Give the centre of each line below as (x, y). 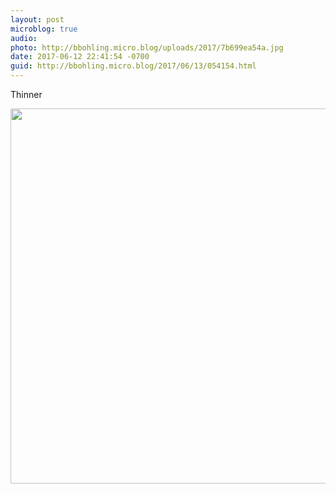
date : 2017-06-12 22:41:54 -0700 (80, 57)
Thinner (26, 94)
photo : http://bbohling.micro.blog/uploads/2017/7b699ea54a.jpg (147, 47)
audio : (24, 38)
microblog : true (44, 29)
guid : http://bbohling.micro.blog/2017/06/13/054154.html (133, 66)
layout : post (37, 19)
